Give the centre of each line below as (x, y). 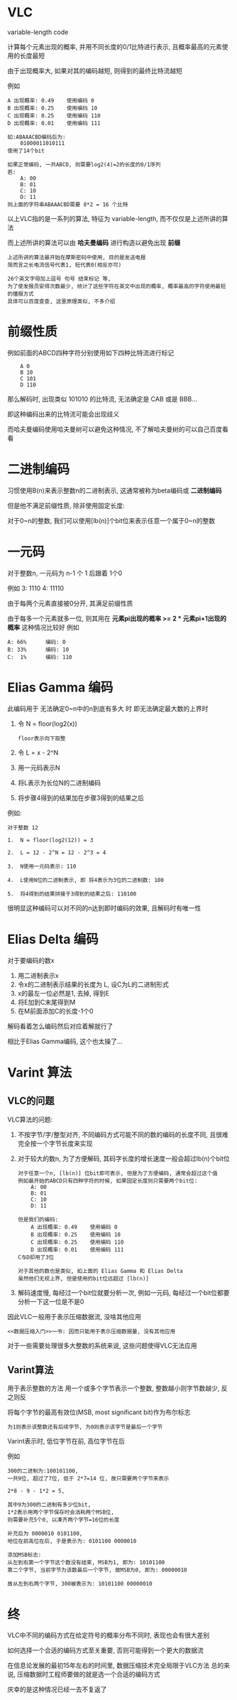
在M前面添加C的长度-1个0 (55, 1011)
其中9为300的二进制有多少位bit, (49, 1505)
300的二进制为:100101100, (43, 1471)
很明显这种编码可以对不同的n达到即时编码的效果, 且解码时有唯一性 (104, 908)
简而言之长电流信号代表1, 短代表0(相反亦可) (65, 265)
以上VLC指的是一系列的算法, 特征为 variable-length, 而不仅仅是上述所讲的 (115, 218)
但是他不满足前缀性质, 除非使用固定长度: (66, 505)
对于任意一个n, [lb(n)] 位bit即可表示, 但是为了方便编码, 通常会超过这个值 (117, 1173)
